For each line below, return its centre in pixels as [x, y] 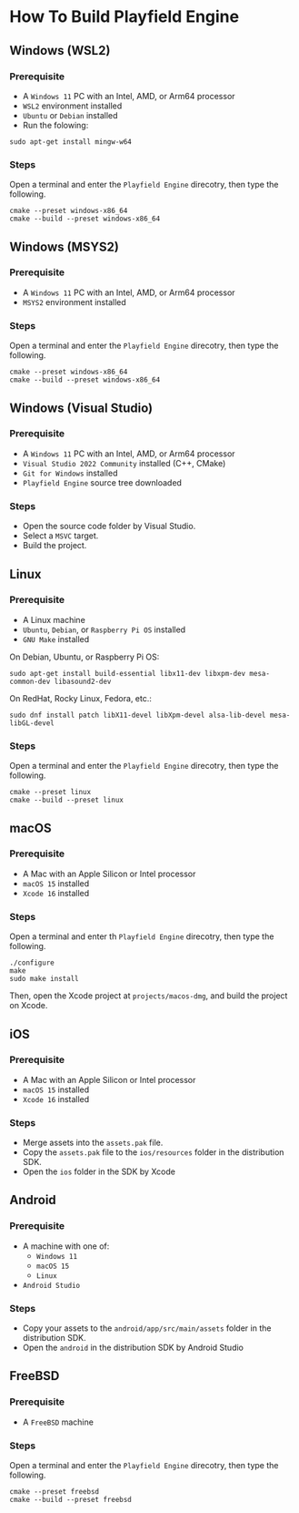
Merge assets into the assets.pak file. [93, 1143]
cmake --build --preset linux [67, 800]
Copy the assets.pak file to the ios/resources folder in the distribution [153, 1152]
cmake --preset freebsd [55, 1492]
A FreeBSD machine [58, 1422]
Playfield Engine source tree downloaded [102, 482]
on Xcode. [29, 1006]
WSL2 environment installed [72, 106]
